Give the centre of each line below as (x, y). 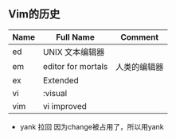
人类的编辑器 (139, 67)
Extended (61, 80)
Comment (140, 37)
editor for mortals (75, 66)
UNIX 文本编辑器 (74, 52)
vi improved (65, 106)
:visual (55, 93)
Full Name (75, 37)
